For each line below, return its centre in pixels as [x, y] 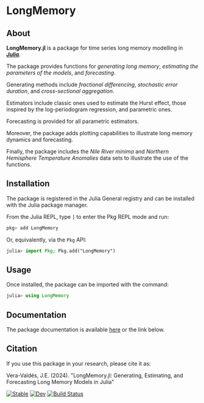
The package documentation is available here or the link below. [86, 330]
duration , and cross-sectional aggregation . [60, 91]
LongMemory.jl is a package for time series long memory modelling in [95, 48]
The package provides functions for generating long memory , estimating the [102, 66]
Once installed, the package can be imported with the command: [88, 284]
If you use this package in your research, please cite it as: [79, 363]
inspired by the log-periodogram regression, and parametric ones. [89, 109]
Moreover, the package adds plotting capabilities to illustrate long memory [100, 133]
